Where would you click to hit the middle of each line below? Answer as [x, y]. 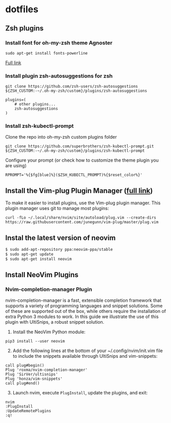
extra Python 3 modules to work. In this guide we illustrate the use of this [82, 316]
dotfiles [22, 9]
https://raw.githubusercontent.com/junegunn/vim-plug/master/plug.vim [82, 222]
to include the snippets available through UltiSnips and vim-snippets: [85, 356]
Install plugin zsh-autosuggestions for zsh [59, 76]
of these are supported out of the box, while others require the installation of [86, 311]
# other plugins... [35, 104]
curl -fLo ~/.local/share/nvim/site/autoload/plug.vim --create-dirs [81, 218]
